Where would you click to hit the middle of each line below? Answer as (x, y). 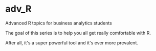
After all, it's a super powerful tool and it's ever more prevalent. (72, 43)
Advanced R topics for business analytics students (59, 23)
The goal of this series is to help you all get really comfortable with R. (78, 33)
